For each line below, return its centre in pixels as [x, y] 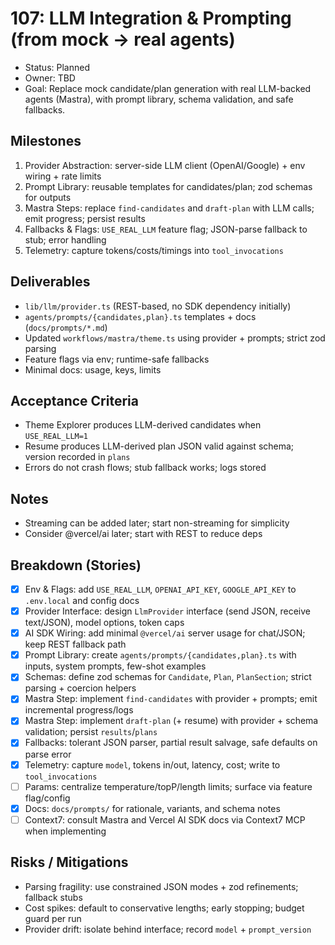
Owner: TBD [50, 78]
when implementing [65, 831]
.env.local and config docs [82, 601]
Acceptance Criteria [74, 400]
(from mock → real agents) [123, 39]
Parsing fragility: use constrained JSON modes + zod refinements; [161, 886]
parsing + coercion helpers [80, 688]
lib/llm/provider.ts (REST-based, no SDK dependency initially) [158, 306]
